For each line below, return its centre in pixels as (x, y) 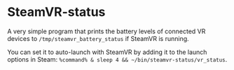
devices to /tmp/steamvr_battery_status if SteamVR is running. (98, 38)
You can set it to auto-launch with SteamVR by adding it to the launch (107, 52)
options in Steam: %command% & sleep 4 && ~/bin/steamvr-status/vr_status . (117, 59)
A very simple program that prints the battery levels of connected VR (106, 31)
